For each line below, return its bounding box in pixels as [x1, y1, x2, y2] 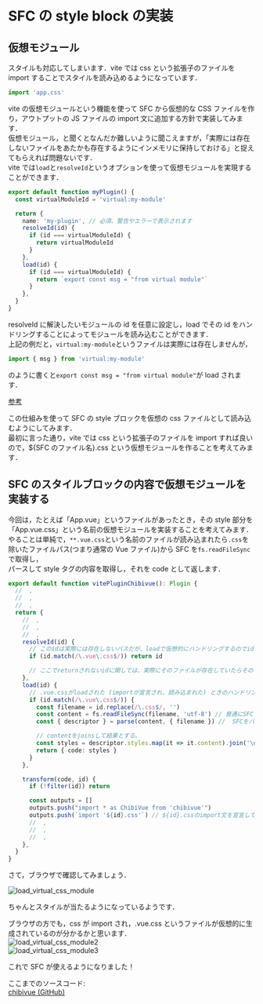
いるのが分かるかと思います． [34, 929, 131, 938]
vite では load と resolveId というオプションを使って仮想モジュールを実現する [8, 162, 252, 172]
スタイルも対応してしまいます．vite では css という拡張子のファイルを [8, 64, 236, 72]
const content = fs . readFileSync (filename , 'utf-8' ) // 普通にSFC [36, 710, 254, 718]
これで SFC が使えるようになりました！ [8, 962, 135, 972]
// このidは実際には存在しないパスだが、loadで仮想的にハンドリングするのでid [28, 645, 254, 653]
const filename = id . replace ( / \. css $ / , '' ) [36, 703, 180, 711]
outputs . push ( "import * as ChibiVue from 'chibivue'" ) [28, 804, 212, 812]
